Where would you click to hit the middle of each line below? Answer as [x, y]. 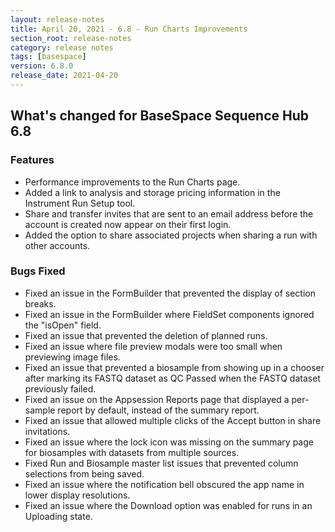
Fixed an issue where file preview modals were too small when [153, 346]
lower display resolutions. [77, 495]
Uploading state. [58, 516]
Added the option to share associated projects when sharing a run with [171, 235]
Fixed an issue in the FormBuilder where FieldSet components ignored [169, 314]
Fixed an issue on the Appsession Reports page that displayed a [157, 399]
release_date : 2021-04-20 [64, 76]
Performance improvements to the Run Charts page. [132, 182]
